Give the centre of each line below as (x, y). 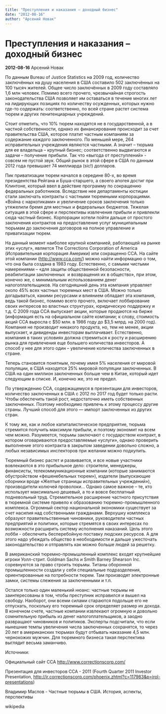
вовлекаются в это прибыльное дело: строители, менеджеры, (71, 466)
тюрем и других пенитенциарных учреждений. (55, 114)
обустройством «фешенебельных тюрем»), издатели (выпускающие (78, 476)
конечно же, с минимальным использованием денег (61, 280)
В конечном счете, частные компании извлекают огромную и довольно (81, 611)
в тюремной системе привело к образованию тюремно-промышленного (83, 502)
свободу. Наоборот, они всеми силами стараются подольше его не (77, 601)
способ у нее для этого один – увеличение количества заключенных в (80, 348)
